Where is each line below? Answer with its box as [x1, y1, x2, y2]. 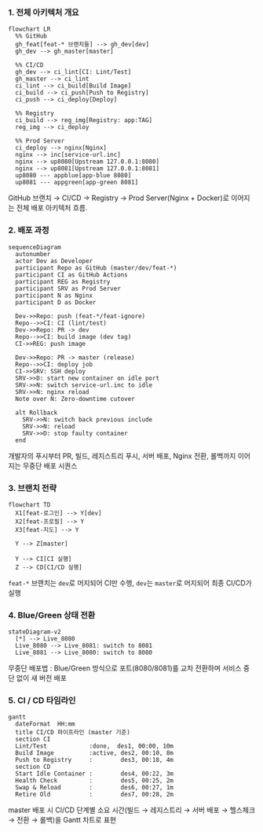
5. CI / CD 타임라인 [8, 695, 76, 706]
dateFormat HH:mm [15, 720, 76, 728]
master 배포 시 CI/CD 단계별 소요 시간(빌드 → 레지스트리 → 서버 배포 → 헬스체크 [8, 805, 256, 815]
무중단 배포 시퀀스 [22, 461, 78, 470]
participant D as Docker [15, 298, 97, 306]
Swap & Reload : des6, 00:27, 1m [15, 784, 174, 792]
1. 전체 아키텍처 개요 [8, 6, 80, 17]
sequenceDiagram [8, 243, 61, 251]
